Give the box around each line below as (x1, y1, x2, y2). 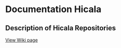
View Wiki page (5, 37, 38, 43)
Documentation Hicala (5, 4, 102, 15)
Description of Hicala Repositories (5, 24, 116, 32)
